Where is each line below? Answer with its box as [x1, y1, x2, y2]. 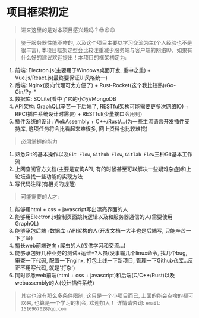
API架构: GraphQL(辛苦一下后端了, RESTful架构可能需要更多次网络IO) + [14, 103, 189, 110]
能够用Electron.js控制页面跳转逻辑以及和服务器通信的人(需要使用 [14, 213, 173, 220]
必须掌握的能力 [20, 138, 58, 145]
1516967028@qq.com [20, 305, 67, 312]
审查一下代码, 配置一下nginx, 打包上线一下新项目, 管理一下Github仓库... [14, 257, 188, 264]
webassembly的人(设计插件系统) [14, 279, 95, 286]
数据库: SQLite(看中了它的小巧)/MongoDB [14, 95, 117, 102]
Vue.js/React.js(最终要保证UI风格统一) [14, 74, 108, 81]
